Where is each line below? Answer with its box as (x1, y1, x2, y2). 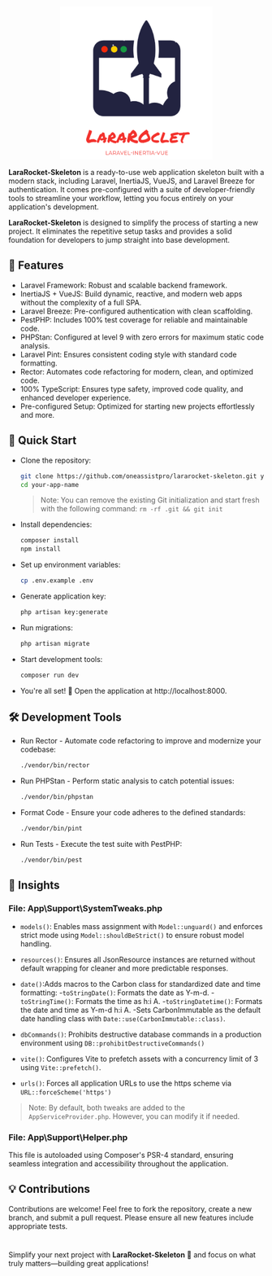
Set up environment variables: (19, 560, 121, 570)
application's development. (8, 202, 99, 212)
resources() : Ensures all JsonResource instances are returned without (19, 954, 256, 964)
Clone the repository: (19, 455, 92, 465)
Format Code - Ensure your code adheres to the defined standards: (19, 808, 246, 818)
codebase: (19, 744, 57, 755)
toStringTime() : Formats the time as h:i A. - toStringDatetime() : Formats (19, 996, 263, 1006)
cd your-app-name (19, 480, 80, 489)
